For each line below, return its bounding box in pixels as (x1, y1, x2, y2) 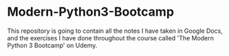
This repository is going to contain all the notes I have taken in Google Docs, (7, 27, 223, 35)
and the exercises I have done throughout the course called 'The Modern (7, 33, 215, 42)
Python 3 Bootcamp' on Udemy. (7, 41, 98, 49)
